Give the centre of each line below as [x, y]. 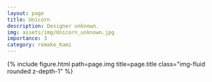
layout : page [26, 13]
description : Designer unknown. [53, 26]
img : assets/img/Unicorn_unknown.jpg [61, 32]
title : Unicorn [29, 20]
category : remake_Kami [39, 45]
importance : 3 [27, 39]
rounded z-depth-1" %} [40, 71]
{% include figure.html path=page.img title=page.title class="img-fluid [106, 64]
